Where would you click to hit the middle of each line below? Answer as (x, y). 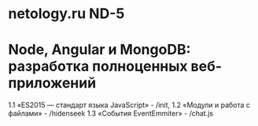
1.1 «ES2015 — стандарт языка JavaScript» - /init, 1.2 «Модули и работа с (129, 105)
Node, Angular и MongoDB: (100, 50)
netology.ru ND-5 (66, 14)
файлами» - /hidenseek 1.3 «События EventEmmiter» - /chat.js (111, 113)
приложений (52, 83)
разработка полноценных (98, 67)
